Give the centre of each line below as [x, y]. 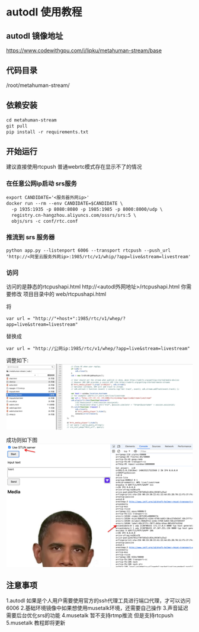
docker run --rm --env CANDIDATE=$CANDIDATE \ [65, 203]
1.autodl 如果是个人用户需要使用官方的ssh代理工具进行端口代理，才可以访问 [98, 601]
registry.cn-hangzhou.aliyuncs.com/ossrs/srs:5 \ [74, 215]
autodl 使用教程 [44, 12]
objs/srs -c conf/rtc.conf [45, 221]
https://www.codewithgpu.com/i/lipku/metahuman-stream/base [84, 50]
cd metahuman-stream [32, 120]
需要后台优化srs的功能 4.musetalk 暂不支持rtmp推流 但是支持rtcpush [90, 615]
